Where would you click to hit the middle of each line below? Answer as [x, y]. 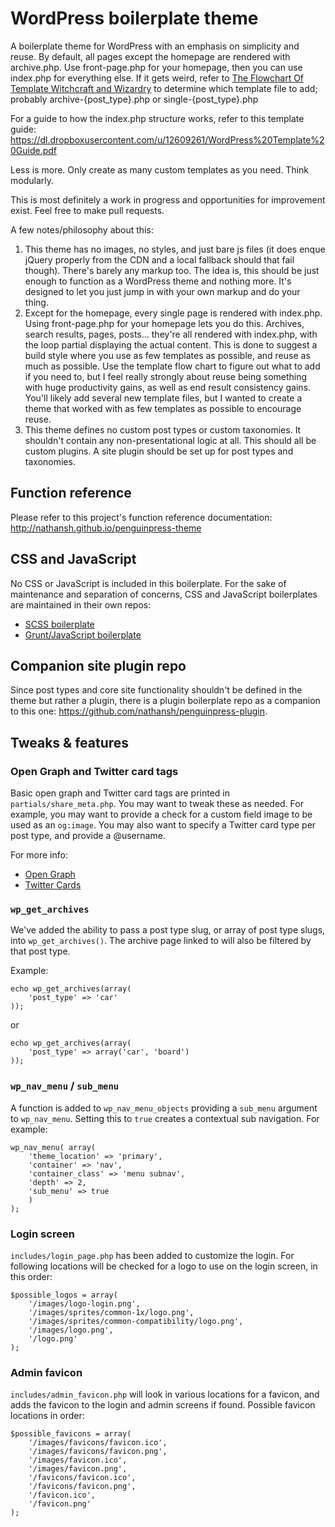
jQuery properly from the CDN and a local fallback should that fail [159, 259]
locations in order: [47, 1416]
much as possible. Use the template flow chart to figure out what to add [172, 366]
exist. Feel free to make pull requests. [87, 210]
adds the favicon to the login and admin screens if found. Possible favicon [163, 1405]
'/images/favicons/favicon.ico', [98, 1443]
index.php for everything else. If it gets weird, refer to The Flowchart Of [157, 78]
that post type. [40, 951]
